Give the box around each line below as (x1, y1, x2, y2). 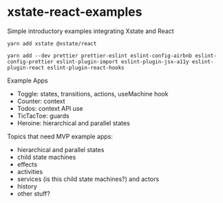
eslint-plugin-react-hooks (47, 64, 125, 71)
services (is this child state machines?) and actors (17, 175, 160, 183)
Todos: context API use (17, 104, 83, 112)
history (17, 182, 38, 190)
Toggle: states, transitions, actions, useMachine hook (17, 89, 169, 98)
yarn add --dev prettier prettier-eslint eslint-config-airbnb (7, 52, 193, 59)
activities (17, 167, 43, 175)
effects (17, 160, 38, 169)
